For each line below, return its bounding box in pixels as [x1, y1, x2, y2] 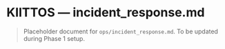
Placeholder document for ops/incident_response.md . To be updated [23, 27, 219, 35]
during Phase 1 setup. [23, 34, 86, 42]
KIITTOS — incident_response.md [6, 5, 205, 20]
